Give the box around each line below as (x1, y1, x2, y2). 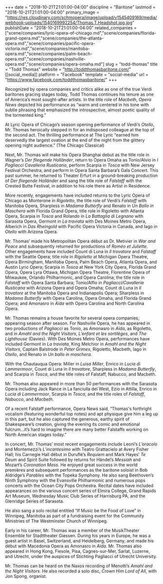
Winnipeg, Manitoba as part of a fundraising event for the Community (5, 513, 145, 519)
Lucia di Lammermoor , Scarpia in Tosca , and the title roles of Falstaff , (5, 391, 145, 397)
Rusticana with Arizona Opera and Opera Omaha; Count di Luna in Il (5, 285, 142, 291)
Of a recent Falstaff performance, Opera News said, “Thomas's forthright (5, 406, 152, 412)
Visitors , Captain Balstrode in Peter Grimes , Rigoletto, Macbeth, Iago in (5, 346, 147, 352)
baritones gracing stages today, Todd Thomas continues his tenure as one (5, 91, 154, 97)
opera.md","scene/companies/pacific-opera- (5, 41, 96, 46)
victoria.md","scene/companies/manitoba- (5, 46, 90, 51)
